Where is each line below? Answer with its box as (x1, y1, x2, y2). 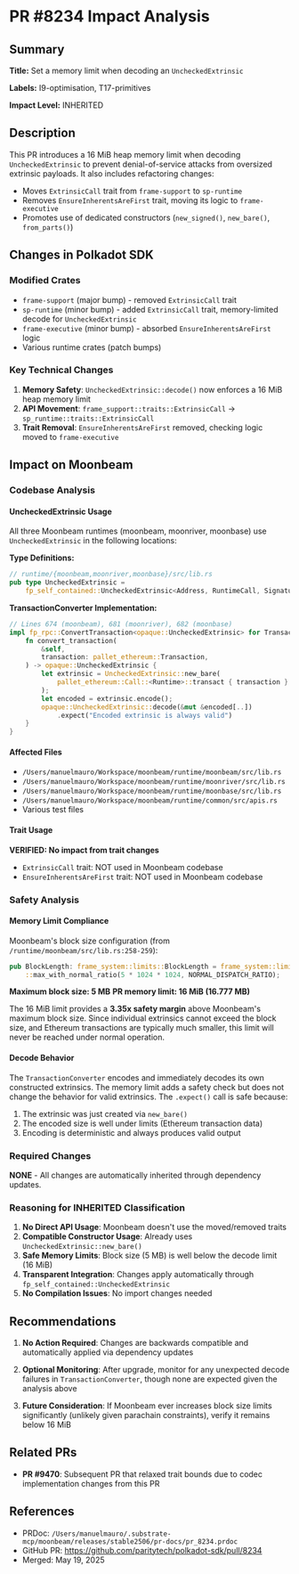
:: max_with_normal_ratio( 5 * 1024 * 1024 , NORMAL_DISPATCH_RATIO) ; (25, 970, 280, 979)
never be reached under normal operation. (9, 1032, 165, 1043)
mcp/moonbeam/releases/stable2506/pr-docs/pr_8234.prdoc (21, 1537, 238, 1546)
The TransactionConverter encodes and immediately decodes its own (9, 1072, 265, 1083)
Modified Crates (9, 274, 81, 287)
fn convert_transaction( (25, 636, 117, 645)
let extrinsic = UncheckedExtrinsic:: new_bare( (41, 670, 221, 679)
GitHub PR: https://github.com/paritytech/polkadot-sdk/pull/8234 (21, 1545, 263, 1555)
